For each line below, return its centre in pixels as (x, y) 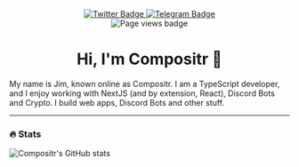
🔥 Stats (25, 134)
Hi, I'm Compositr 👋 (149, 59)
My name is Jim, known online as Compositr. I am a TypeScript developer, (145, 83)
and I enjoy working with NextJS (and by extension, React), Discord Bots (142, 93)
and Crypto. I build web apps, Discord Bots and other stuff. (117, 102)
